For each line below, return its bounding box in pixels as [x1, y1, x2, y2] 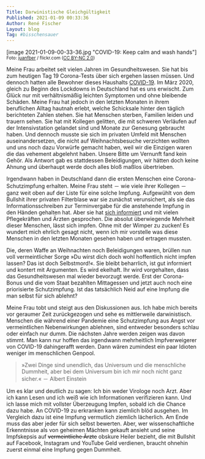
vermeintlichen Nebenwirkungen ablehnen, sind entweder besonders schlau [6, 324, 199, 331]
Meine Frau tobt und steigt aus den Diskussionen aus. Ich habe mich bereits [6, 304, 198, 312]
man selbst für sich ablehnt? [6, 292, 78, 300]
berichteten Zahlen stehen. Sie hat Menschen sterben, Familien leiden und [6, 111, 194, 119]
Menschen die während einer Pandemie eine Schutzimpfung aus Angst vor [6, 317, 195, 324]
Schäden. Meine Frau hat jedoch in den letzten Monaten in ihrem [6, 99, 170, 106]
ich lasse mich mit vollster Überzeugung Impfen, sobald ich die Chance [6, 400, 186, 408]
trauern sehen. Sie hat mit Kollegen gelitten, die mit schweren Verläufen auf [6, 118, 197, 125]
